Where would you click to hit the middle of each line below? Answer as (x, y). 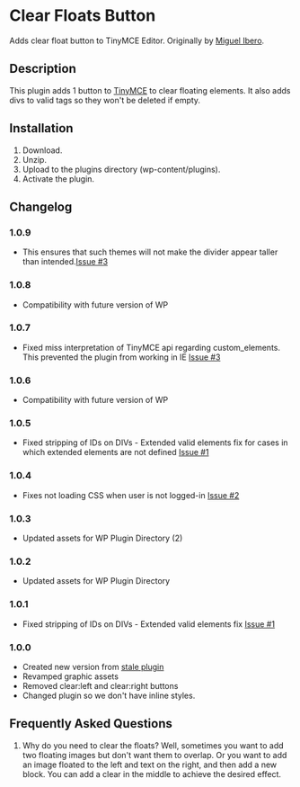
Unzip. (35, 159)
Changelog (41, 206)
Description (43, 69)
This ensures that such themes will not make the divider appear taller (150, 252)
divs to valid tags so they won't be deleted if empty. (105, 100)
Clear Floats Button (83, 16)
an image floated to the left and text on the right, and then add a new (150, 765)
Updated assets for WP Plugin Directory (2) (102, 538)
